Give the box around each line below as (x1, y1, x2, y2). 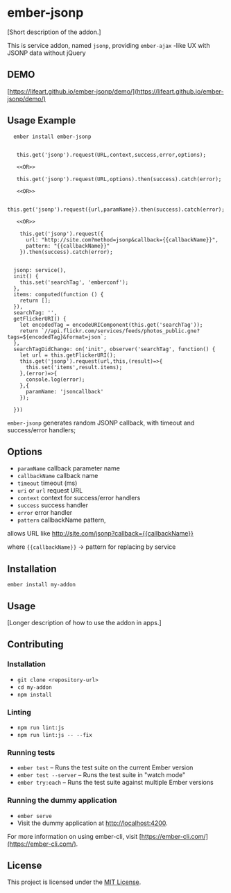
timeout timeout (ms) (17, 479, 78, 487)
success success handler (17, 501, 89, 509)
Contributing (7, 638, 64, 650)
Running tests (7, 747, 55, 757)
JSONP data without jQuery (7, 49, 86, 57)
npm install (17, 691, 52, 698)
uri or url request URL (17, 486, 83, 495)
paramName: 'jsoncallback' (25, 388, 104, 395)
